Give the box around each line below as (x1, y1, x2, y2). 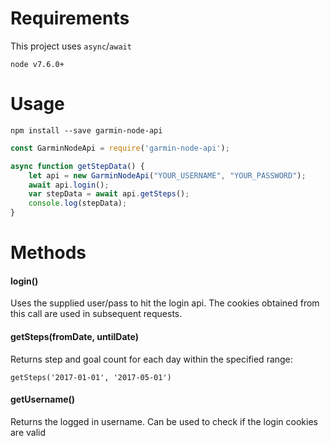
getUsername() (10, 393, 76, 406)
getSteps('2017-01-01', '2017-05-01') (10, 372, 172, 382)
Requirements (10, 7, 130, 30)
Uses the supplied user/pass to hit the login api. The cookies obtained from (10, 297, 320, 309)
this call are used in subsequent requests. (10, 308, 183, 320)
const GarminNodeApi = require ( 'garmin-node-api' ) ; (10, 143, 230, 153)
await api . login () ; (28, 180, 110, 190)
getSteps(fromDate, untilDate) (10, 330, 139, 342)
